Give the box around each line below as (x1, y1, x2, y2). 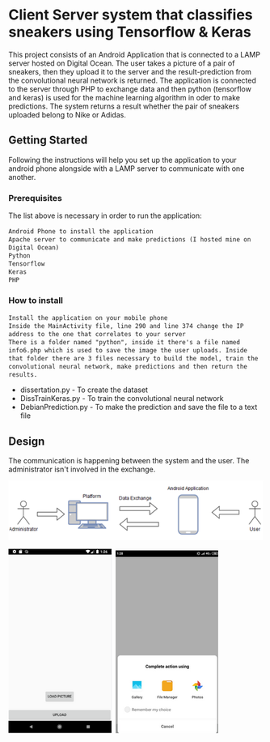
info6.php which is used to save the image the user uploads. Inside (8, 347, 248, 355)
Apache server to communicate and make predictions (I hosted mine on (8, 236, 251, 244)
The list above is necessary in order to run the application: (8, 211, 202, 220)
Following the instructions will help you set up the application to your (8, 155, 237, 164)
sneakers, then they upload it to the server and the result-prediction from (8, 66, 252, 76)
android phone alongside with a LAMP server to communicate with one (8, 164, 245, 173)
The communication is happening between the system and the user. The (8, 456, 250, 466)
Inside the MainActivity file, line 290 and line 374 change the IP (8, 322, 244, 330)
